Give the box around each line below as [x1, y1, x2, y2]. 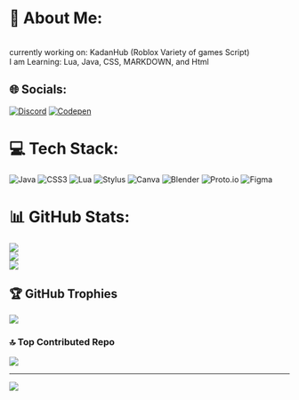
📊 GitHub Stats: [9, 206, 131, 227]
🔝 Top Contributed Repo [9, 336, 116, 348]
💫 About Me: [9, 8, 103, 28]
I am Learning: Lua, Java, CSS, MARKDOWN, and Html [9, 56, 209, 67]
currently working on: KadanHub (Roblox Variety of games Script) [9, 46, 250, 57]
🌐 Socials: [9, 82, 68, 97]
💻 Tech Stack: [9, 138, 119, 158]
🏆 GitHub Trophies [9, 286, 118, 301]
